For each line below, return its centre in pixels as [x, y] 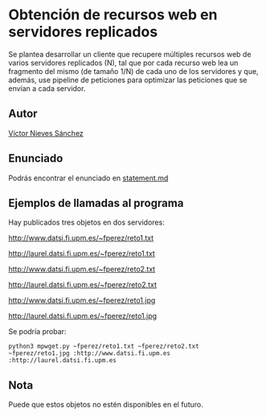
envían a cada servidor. [47, 88]
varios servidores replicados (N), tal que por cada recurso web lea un [123, 63]
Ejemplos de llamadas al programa [96, 203]
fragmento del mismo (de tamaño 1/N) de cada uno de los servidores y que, [133, 71]
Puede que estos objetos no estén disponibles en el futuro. [106, 405]
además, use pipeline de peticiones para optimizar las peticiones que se [128, 80]
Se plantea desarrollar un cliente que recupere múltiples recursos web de [130, 54]
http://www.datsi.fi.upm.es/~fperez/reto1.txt [81, 238]
